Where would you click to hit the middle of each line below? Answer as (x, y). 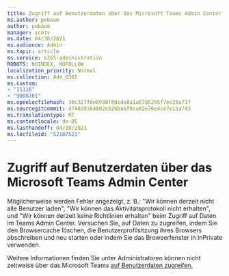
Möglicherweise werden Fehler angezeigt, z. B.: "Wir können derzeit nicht (111, 202)
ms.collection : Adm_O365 (42, 77)
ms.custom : (23, 83)
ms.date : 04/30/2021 (37, 39)
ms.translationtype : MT (41, 115)
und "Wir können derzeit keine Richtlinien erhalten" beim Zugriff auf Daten (112, 216)
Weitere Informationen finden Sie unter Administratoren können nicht (104, 258)
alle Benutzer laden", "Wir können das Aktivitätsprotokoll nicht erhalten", (109, 208)
